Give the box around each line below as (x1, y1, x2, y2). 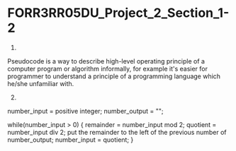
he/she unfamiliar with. (7, 79, 74, 87)
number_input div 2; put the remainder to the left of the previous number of (7, 128, 227, 136)
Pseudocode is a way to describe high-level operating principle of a (7, 56, 206, 65)
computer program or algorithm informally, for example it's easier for (7, 64, 208, 73)
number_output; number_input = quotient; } (7, 135, 134, 144)
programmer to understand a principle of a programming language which (7, 72, 221, 80)
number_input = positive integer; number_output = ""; (7, 107, 164, 115)
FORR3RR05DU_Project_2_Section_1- (7, 5, 230, 21)
